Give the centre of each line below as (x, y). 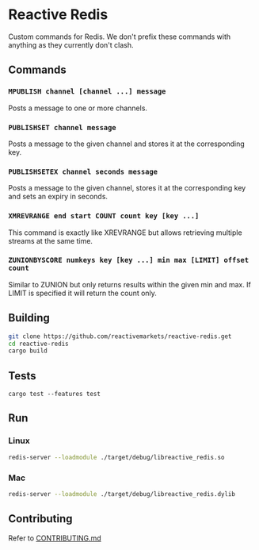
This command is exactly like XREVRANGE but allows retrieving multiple (126, 233)
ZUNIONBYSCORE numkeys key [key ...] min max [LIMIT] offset (129, 260)
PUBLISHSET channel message (62, 127)
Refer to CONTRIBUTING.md (55, 538)
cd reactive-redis (38, 344)
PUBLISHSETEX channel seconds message (83, 171)
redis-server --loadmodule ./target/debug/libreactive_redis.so (116, 457)
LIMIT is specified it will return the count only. (82, 293)
